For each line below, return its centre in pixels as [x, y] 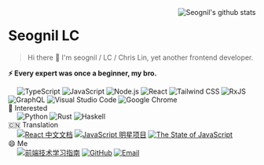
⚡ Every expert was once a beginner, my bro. [82, 73]
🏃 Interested [28, 108]
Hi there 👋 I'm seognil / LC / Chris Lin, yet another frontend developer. [140, 57]
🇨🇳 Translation [33, 124]
